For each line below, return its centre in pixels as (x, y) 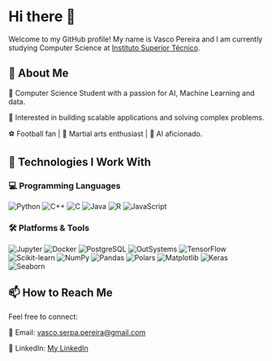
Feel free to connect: (43, 316)
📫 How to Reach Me (60, 293)
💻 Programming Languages (65, 186)
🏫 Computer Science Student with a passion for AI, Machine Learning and (132, 93)
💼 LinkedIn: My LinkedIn (49, 348)
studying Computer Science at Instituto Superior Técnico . (104, 47)
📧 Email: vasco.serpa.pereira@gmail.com (77, 332)
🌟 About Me (39, 74)
